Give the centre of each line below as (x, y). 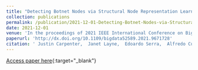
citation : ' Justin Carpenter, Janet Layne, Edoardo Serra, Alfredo (96, 44)
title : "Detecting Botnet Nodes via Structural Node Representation (92, 11)
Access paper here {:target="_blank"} (51, 60)
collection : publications (38, 17)
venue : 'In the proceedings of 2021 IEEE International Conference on (95, 33)
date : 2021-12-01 (27, 28)
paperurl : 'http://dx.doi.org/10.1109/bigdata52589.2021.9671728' (89, 38)
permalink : (19, 22)
